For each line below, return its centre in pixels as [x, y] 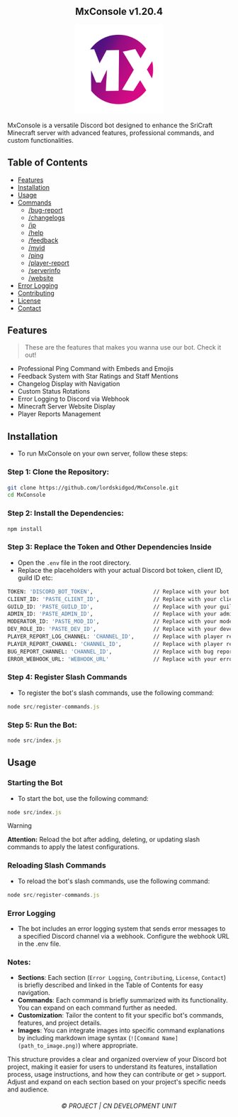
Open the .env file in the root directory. [74, 562]
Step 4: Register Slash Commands [67, 677]
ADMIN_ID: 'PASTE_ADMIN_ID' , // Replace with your [112, 614]
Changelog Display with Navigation [69, 384]
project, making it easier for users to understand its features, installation [112, 1067]
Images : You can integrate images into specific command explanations [121, 1030]
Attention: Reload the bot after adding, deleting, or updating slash [104, 840]
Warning [19, 826]
